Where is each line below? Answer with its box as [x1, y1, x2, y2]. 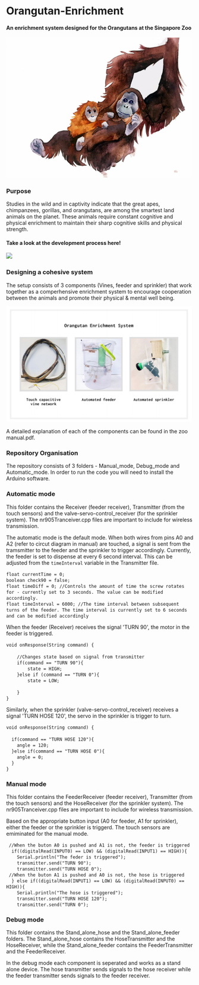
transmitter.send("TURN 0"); [17, 902, 89, 908]
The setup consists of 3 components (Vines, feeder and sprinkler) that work [6, 281, 192, 289]
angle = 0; [17, 754, 44, 760]
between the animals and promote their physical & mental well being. [6, 294, 175, 301]
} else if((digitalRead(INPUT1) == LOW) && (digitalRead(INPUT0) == [11, 878, 185, 884]
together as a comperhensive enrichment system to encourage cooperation [6, 288, 192, 295]
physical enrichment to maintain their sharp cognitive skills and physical [6, 219, 182, 226]
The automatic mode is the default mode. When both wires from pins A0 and [6, 534, 194, 541]
